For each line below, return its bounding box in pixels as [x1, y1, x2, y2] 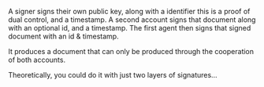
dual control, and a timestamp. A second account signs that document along [8, 15, 256, 24]
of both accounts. [8, 55, 65, 64]
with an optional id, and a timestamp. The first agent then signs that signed [8, 24, 251, 32]
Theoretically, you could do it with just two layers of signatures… [8, 71, 218, 79]
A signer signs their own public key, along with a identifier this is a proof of [8, 7, 251, 16]
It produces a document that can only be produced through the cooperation [8, 47, 255, 56]
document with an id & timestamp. [8, 31, 120, 41]
